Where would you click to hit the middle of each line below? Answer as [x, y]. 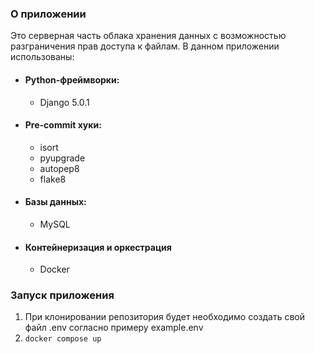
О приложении [48, 14]
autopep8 [59, 168]
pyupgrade [62, 158]
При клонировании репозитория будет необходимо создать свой [164, 317]
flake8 [53, 179]
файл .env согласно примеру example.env [114, 328]
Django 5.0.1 [64, 102]
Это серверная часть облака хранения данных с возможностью [148, 36]
